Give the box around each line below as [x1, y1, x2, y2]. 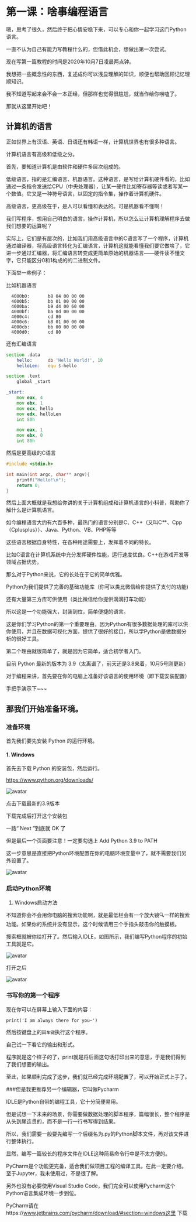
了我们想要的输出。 [6, 1060, 52, 1067]
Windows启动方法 [14, 899, 58, 906]
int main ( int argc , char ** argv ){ [6, 471, 90, 477]
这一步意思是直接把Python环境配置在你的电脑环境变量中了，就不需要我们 [6, 850, 182, 857]
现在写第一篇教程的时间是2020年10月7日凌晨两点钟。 [6, 58, 135, 65]
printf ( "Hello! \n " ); [16, 477, 66, 483]
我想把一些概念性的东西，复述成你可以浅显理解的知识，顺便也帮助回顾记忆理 [6, 70, 190, 77]
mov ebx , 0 [16, 433, 43, 439]
